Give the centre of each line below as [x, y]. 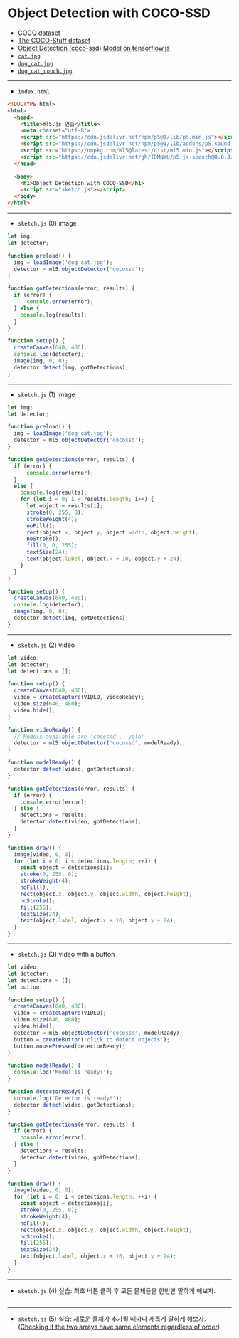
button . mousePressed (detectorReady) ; [70, 1046]
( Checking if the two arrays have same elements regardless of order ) [119, 1327]
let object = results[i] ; [64, 506]
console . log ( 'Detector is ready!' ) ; [68, 1098]
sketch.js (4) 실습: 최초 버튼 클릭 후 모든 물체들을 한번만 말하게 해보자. [116, 1290]
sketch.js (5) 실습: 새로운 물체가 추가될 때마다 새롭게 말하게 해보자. [112, 1319]
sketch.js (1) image [47, 394]
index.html [34, 91]
